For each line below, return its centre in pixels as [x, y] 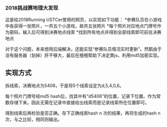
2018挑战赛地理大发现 [32, 7]
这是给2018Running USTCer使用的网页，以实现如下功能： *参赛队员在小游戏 [83, 20]
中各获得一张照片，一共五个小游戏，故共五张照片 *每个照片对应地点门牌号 [81, 26]
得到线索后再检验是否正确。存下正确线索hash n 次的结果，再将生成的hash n [83, 113]
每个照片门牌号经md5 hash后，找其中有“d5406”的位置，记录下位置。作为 [81, 96]
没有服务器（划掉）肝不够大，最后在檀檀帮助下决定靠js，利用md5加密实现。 [83, 55]
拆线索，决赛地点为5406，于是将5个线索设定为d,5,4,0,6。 [65, 85]
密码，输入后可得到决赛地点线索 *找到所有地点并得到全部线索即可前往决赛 [85, 32]
